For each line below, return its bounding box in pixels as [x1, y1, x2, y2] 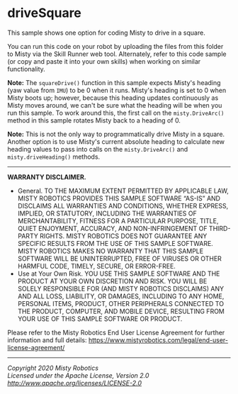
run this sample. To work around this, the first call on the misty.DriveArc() [7, 108, 225, 117]
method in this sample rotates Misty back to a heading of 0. [7, 116, 181, 125]
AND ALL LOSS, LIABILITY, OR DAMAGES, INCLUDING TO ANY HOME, [17, 292, 225, 300]
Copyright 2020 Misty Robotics [7, 364, 99, 372]
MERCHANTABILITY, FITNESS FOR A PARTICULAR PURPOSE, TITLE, [17, 216, 219, 225]
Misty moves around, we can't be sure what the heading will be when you [7, 101, 222, 109]
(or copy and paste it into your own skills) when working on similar [7, 57, 201, 65]
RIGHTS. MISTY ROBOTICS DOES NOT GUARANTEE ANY [40, 232, 208, 240]
